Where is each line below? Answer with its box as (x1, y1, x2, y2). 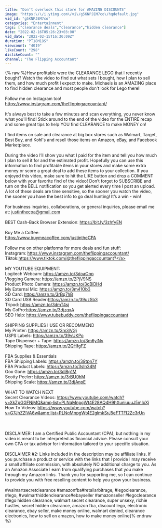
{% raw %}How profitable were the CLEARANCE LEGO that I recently (5, 70, 142, 76)
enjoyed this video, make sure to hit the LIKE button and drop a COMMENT (5, 173, 153, 179)
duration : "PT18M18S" (5, 39, 49, 44)
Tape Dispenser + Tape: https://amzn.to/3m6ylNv (5, 338, 104, 344)
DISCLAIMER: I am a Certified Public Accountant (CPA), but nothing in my (5, 431, 151, 436)
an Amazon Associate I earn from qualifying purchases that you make (5, 466, 143, 473)
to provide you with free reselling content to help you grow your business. (5, 477, 152, 483)
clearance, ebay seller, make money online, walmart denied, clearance (5, 508, 145, 514)
